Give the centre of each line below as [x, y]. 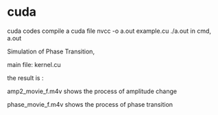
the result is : [25, 78]
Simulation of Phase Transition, [51, 51]
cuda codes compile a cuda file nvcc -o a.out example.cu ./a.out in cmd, [109, 31]
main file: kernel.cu [34, 64]
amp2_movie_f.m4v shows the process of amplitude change [92, 91]
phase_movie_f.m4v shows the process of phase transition [90, 104]
